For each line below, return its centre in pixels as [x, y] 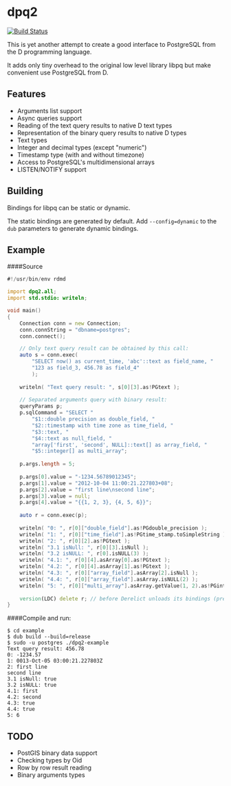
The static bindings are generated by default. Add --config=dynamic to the [112, 221]
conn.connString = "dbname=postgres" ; [75, 330]
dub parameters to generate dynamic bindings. [73, 228]
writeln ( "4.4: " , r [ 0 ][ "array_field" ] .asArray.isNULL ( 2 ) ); [109, 579]
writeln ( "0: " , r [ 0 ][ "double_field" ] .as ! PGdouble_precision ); [113, 528]
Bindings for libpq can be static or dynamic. [69, 208]
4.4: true [21, 709]
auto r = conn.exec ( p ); [54, 515]
